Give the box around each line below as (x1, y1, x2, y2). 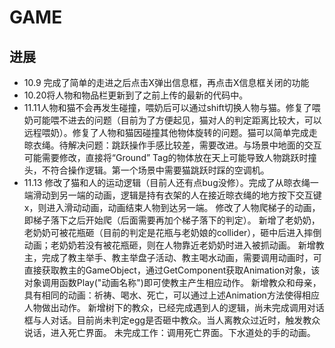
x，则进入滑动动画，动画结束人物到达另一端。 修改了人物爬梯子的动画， (23, 202, 321, 213)
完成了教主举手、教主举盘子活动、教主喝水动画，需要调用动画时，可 (41, 252, 322, 263)
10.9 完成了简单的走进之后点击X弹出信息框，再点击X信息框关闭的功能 (23, 77, 310, 88)
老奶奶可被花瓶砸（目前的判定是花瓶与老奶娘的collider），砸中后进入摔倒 (23, 227, 322, 238)
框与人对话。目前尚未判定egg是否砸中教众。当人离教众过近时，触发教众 (23, 314, 321, 326)
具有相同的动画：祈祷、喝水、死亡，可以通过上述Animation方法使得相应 (23, 289, 320, 301)
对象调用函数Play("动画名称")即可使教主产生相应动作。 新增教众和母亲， (23, 277, 322, 288)
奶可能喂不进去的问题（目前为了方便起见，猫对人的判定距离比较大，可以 (23, 114, 322, 126)
